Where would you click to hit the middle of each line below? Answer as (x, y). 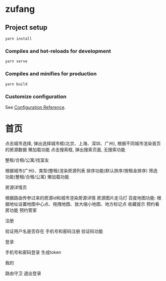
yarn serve (16, 61)
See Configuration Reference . (35, 107)
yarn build (16, 84)
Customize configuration (36, 96)
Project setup (27, 27)
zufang (20, 9)
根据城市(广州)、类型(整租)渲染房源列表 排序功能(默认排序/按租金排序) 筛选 (81, 170)
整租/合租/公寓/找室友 (27, 160)
